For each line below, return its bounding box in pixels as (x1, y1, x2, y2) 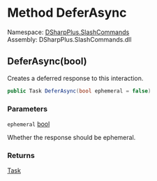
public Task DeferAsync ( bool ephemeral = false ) (7, 87, 151, 95)
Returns (7, 150, 35, 160)
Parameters (7, 104, 47, 113)
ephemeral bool (7, 120, 50, 128)
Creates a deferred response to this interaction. (7, 74, 144, 82)
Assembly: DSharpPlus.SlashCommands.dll (7, 35, 132, 43)
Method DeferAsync (7, 5, 127, 21)
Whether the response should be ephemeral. (7, 133, 136, 141)
